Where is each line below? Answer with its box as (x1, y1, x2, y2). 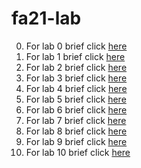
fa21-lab (11, 7, 82, 30)
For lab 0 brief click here (25, 40, 128, 52)
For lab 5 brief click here (25, 93, 127, 105)
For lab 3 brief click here (25, 72, 128, 84)
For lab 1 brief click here (25, 50, 126, 62)
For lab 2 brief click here (25, 61, 128, 73)
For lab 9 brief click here (25, 135, 128, 147)
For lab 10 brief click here (25, 146, 131, 158)
